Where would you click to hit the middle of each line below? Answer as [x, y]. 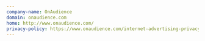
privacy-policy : [27, 29]
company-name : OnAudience [39, 12]
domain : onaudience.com [37, 17]
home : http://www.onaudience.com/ [50, 23]
